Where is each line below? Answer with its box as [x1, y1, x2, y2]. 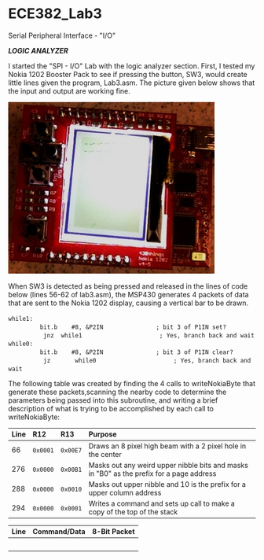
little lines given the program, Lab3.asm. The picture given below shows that [8, 78, 255, 87]
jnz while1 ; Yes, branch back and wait [42, 331, 255, 339]
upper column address [88, 488, 162, 498]
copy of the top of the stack [88, 507, 178, 517]
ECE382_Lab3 [8, 5, 102, 23]
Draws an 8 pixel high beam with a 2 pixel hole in [88, 441, 247, 451]
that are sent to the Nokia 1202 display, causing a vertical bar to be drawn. [8, 298, 249, 308]
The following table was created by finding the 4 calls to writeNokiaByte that [8, 378, 256, 388]
